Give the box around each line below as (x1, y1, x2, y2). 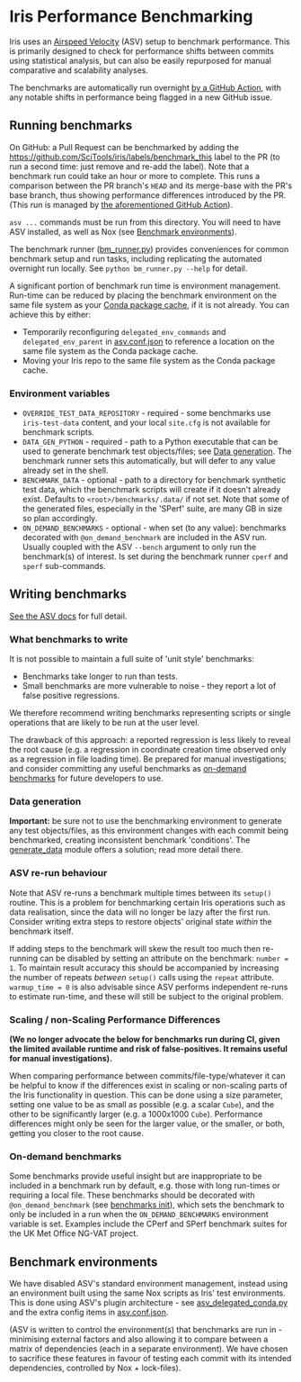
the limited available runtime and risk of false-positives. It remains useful (9, 1043, 288, 1054)
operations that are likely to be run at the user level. (9, 718, 200, 728)
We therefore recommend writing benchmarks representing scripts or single (9, 708, 291, 718)
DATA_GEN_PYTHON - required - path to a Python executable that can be (22, 437, 279, 447)
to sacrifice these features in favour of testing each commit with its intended (9, 1353, 292, 1364)
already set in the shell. (22, 465, 109, 476)
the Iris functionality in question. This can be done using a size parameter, (9, 1089, 283, 1100)
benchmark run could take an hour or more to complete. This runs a (9, 170, 261, 181)
